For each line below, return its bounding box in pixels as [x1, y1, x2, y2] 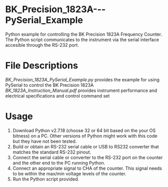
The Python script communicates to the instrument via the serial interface [5, 37, 159, 43]
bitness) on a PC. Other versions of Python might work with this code [12, 133, 157, 139]
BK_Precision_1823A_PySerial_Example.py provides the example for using [5, 76, 160, 82]
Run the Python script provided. [12, 176, 80, 182]
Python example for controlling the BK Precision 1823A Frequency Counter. [5, 31, 162, 37]
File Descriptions [5, 60, 78, 72]
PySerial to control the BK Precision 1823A [5, 82, 94, 88]
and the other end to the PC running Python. [12, 160, 106, 166]
